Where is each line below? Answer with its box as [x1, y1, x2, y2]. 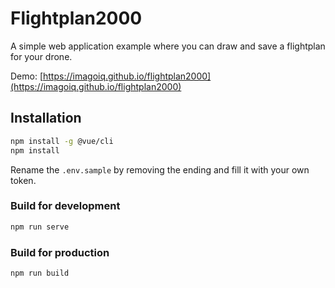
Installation [10, 110, 82, 127]
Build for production [10, 245, 110, 259]
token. [10, 174, 37, 186]
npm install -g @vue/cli [10, 136, 114, 146]
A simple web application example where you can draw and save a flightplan [10, 40, 326, 52]
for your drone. [10, 50, 73, 62]
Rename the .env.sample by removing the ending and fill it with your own [10, 163, 310, 176]
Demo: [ [10, 70, 44, 82]
